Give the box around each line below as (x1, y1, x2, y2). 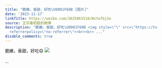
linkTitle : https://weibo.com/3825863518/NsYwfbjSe (5, 16, 111, 21)
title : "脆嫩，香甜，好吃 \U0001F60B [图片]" (5, 7, 89, 12)
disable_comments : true (5, 34, 53, 39)
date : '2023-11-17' (5, 12, 44, 16)
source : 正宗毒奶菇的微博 (5, 20, 52, 26)
